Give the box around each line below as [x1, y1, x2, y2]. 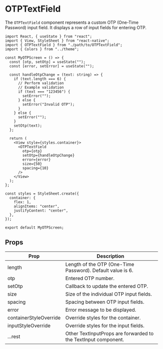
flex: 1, [14, 199, 32, 204]
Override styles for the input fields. [65, 322, 145, 329]
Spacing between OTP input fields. [65, 299, 145, 305]
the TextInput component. [65, 336, 125, 343]
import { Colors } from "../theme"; [5, 47, 79, 51]
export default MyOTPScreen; [5, 225, 64, 230]
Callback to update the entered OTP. [65, 283, 148, 289]
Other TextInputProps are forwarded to [65, 330, 154, 337]
